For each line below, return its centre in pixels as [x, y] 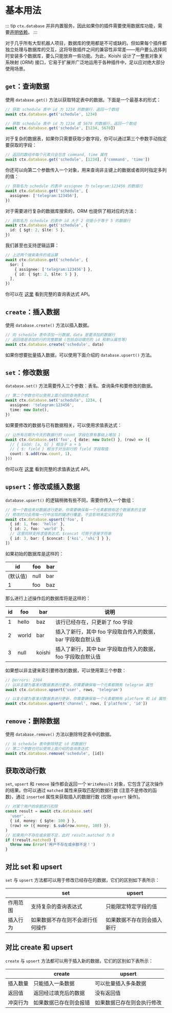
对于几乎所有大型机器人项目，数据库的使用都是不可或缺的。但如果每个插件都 [86, 43]
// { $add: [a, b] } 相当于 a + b [46, 444]
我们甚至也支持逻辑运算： [32, 245]
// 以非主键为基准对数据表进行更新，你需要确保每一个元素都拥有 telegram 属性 [79, 685]
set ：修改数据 [27, 372]
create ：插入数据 [33, 312]
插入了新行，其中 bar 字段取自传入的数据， [107, 649]
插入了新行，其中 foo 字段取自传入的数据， [107, 631]
